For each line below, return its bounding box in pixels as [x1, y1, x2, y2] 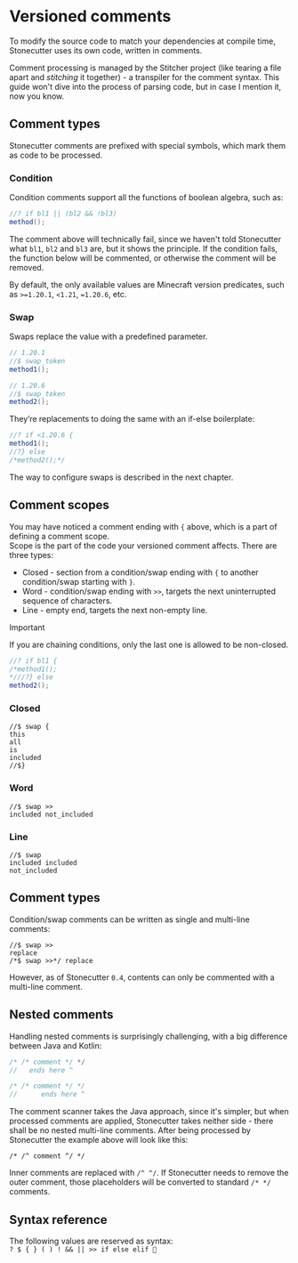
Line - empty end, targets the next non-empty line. [21, 604, 208, 615]
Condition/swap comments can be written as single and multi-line [9, 914, 251, 925]
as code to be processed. [9, 150, 103, 160]
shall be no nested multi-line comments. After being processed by [9, 1125, 252, 1136]
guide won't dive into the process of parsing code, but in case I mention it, [9, 81, 282, 92]
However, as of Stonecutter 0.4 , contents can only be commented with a [9, 972, 275, 983]
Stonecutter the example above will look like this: [9, 1135, 189, 1146]
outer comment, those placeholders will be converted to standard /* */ [9, 1177, 271, 1187]
